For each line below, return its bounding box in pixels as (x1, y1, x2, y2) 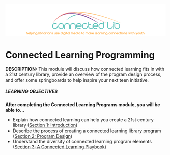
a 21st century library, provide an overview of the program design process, (5, 71, 162, 77)
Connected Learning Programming (5, 49, 155, 61)
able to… (5, 107, 25, 113)
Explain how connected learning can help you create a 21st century (12, 116, 154, 123)
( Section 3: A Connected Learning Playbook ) (12, 144, 107, 150)
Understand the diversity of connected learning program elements (12, 138, 152, 144)
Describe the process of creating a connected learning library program (12, 127, 161, 134)
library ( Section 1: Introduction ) (12, 122, 78, 128)
